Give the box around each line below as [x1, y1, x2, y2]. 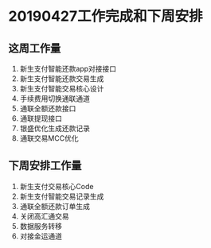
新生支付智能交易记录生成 [19, 192, 104, 201]
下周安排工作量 [8, 159, 82, 172]
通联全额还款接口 [19, 104, 76, 113]
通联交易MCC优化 [19, 134, 79, 143]
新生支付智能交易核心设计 [19, 84, 104, 93]
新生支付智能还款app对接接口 [19, 64, 117, 73]
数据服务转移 [19, 221, 62, 231]
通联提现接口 [19, 114, 62, 123]
